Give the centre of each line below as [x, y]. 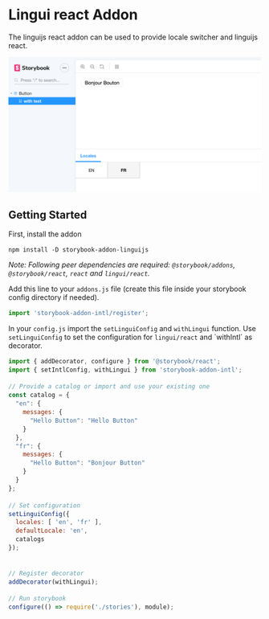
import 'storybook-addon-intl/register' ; [79, 313]
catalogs [30, 539]
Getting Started [48, 215]
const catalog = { [39, 396]
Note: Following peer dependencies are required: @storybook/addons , [122, 264]
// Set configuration [45, 505]
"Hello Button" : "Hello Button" [84, 420]
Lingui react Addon [73, 15]
